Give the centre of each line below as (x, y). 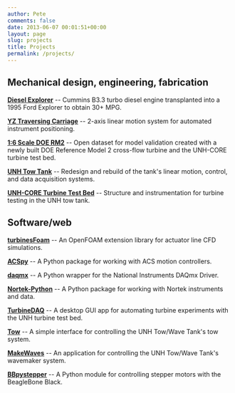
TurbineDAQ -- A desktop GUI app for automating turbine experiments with (118, 310)
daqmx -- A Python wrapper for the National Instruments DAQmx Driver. (113, 275)
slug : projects (30, 41)
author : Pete (27, 14)
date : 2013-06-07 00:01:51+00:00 (57, 27)
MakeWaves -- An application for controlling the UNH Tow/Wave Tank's (113, 352)
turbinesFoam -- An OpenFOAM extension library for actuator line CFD (112, 240)
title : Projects (31, 47)
